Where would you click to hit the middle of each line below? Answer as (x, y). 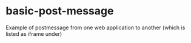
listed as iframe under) (34, 33)
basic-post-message (60, 11)
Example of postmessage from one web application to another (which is (95, 27)
